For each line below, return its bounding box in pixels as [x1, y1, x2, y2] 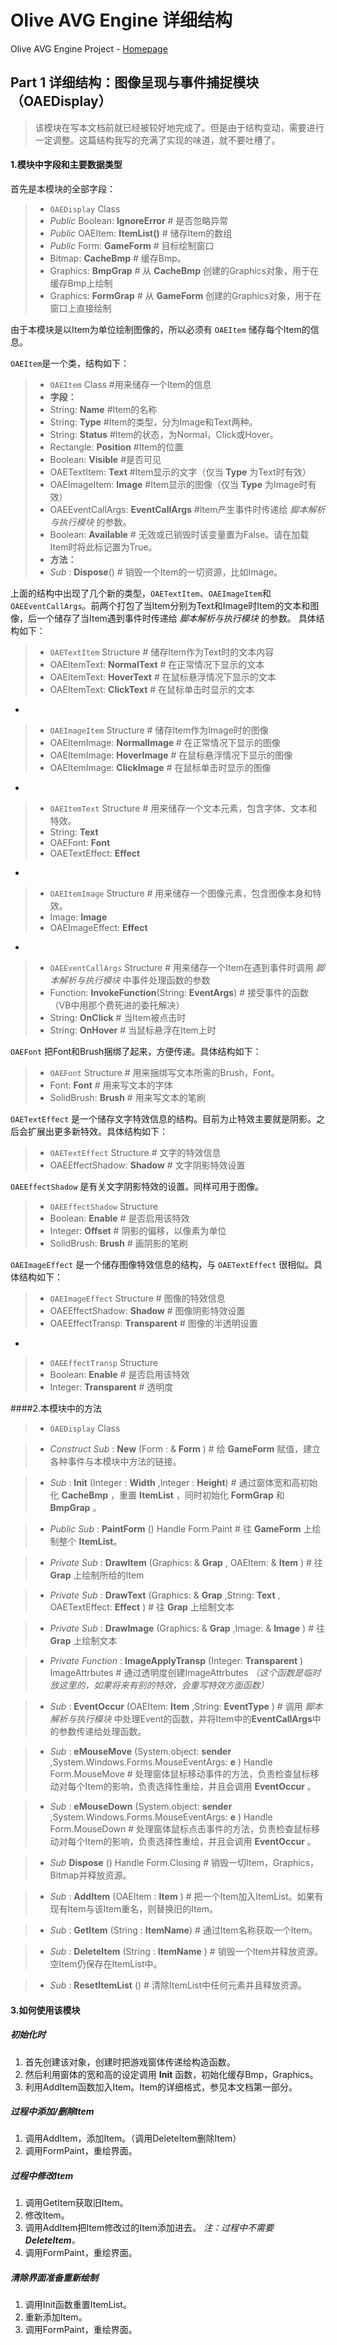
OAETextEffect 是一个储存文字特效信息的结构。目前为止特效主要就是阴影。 [10, 1112, 317, 1125]
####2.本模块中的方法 [10, 1402, 103, 1414]
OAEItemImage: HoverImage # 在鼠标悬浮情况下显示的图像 [49, 749, 293, 761]
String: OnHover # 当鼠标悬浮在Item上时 [49, 1024, 217, 1036]
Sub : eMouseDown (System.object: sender [49, 1800, 233, 1812]
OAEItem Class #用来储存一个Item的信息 [49, 378, 212, 390]
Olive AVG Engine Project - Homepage [10, 42, 168, 55]
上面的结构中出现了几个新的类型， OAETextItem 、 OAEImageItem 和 [10, 587, 272, 599]
